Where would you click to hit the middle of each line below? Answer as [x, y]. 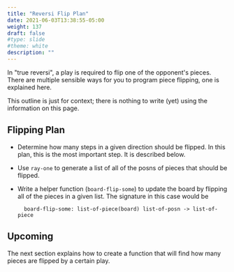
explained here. [30, 87]
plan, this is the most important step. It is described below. [101, 154]
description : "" [31, 53]
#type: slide [26, 40]
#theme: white [28, 46]
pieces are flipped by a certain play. [59, 260]
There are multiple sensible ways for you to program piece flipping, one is [114, 80]
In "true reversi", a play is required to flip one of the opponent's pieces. [109, 72]
